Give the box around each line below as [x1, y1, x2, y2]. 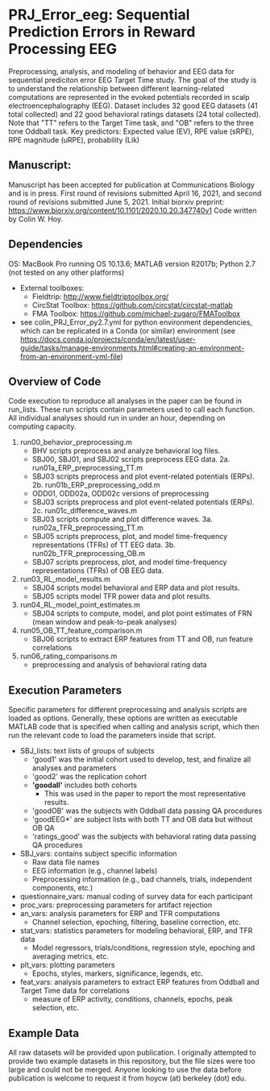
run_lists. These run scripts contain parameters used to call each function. [8, 404, 255, 414]
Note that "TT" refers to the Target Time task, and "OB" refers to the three [8, 118, 254, 127]
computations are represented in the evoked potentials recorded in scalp [8, 92, 250, 102]
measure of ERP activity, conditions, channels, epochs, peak [31, 994, 234, 1004]
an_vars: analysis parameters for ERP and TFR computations [19, 909, 220, 919]
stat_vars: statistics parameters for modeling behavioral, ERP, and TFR [19, 926, 253, 935]
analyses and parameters [31, 763, 117, 773]
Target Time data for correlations [19, 985, 131, 996]
